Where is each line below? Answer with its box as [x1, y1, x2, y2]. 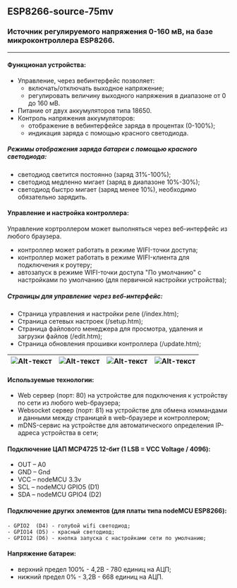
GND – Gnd [17, 468, 51, 477]
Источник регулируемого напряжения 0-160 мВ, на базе [7, 27, 214, 37]
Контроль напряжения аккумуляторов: [17, 114, 135, 122]
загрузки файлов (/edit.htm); [17, 332, 103, 341]
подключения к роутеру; [17, 261, 92, 269]
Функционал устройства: [7, 61, 87, 69]
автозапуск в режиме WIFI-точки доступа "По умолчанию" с [17, 268, 202, 277]
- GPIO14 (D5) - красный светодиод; [7, 528, 115, 535]
